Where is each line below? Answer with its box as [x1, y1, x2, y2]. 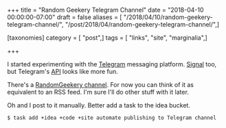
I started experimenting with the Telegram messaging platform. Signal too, [7, 60, 217, 68]
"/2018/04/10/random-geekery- [123, 13, 213, 21]
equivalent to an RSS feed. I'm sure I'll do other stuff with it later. [7, 88, 189, 96]
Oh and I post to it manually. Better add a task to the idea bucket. [7, 101, 191, 109]
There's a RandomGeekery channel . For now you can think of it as [7, 81, 194, 88]
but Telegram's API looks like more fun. [7, 68, 118, 75]
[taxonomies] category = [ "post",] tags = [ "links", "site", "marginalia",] [7, 34, 207, 42]
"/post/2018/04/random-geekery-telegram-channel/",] [65, 21, 220, 28]
